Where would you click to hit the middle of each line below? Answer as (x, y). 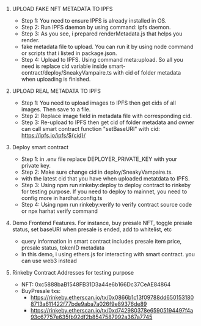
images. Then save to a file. (56, 109)
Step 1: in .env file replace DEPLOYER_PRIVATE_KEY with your (99, 159)
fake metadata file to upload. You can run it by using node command (107, 46)
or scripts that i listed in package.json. (69, 53)
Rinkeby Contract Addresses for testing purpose (73, 272)
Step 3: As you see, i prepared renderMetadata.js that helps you (102, 34)
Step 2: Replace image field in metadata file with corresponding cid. (107, 116)
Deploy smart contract (40, 147)
